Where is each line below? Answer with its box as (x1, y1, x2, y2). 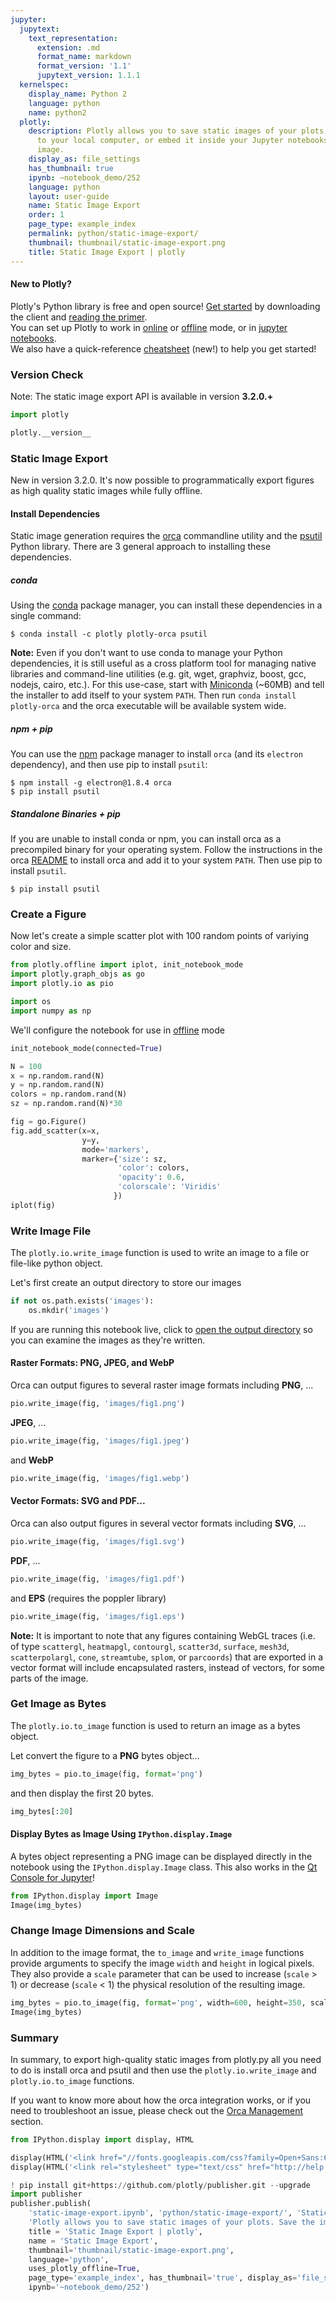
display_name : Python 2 (28, 89, 128, 99)
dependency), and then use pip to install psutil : (10, 759, 208, 771)
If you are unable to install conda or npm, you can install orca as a (10, 833, 282, 845)
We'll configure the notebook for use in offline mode (10, 1024, 225, 1036)
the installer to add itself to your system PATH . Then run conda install (10, 689, 297, 701)
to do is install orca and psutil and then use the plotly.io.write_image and (10, 2064, 317, 2076)
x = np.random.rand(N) (10, 1071, 105, 1081)
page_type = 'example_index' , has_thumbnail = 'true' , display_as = (28, 2273, 298, 2283)
